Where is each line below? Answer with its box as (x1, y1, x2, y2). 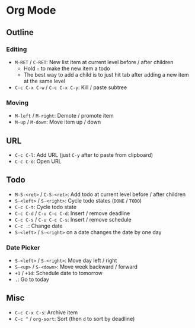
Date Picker (6, 243, 40, 251)
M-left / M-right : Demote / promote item (14, 112, 114, 119)
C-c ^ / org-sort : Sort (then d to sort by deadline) (14, 315, 135, 322)
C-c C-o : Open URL (14, 157, 62, 165)
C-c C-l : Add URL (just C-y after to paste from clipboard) (14, 151, 153, 158)
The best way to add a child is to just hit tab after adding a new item (23, 71, 190, 78)
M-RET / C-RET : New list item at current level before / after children (14, 58, 174, 65)
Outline (6, 27, 34, 37)
